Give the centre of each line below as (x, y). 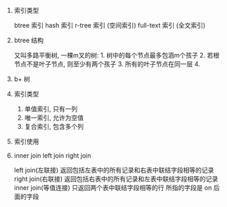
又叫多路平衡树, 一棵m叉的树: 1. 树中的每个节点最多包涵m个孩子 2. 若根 (117, 55)
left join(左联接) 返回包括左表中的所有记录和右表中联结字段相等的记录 (114, 170)
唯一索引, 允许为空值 (54, 118)
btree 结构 (29, 40)
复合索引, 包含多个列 (54, 126)
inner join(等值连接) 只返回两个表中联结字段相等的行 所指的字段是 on (113, 188)
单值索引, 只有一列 (51, 109)
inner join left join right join (52, 156)
